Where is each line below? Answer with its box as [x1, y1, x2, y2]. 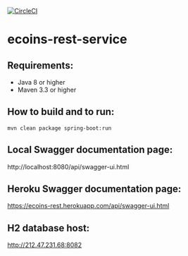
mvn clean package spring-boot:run [7, 124, 112, 132]
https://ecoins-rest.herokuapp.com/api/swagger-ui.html [7, 202, 170, 210]
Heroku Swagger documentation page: [7, 183, 182, 195]
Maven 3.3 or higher [17, 85, 77, 94]
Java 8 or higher [17, 78, 65, 86]
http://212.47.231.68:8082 [7, 240, 82, 250]
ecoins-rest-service [7, 32, 127, 47]
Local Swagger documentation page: [7, 144, 173, 156]
